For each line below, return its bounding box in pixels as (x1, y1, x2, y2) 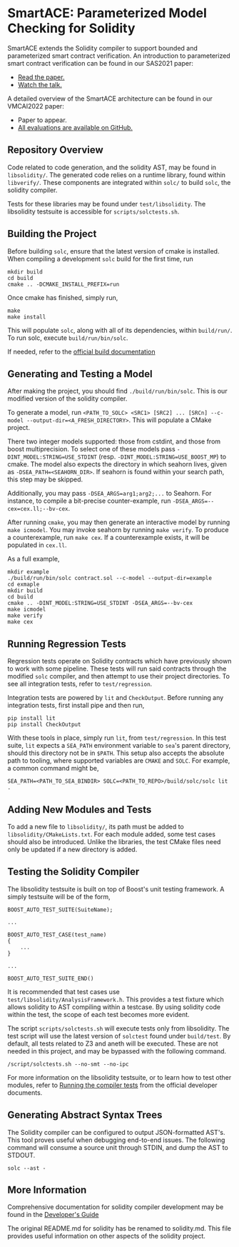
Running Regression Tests (7, 638, 126, 650)
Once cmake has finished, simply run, (7, 293, 118, 301)
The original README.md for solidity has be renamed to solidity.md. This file (7, 1224, 232, 1233)
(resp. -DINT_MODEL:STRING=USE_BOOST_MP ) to (98, 452, 227, 461)
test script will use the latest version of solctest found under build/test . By (7, 1031, 231, 1040)
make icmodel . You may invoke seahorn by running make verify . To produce (7, 526, 229, 534)
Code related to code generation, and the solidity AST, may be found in (7, 163, 216, 171)
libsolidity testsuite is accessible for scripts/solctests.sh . (7, 207, 180, 216)
